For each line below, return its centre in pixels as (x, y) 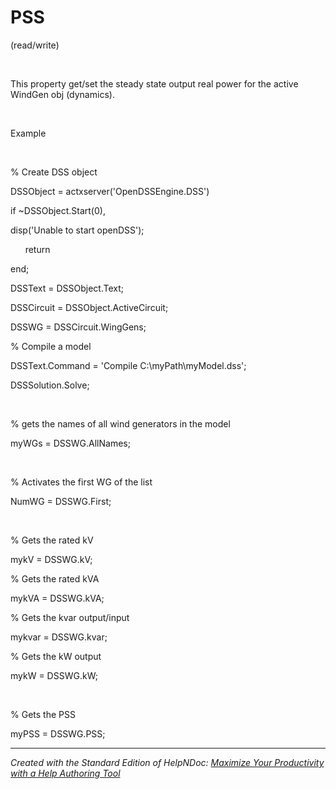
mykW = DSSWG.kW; (54, 675)
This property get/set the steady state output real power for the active (154, 83)
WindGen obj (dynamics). (62, 94)
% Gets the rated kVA (55, 578)
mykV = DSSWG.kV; (51, 559)
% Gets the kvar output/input (70, 617)
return (37, 249)
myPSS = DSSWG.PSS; (58, 733)
